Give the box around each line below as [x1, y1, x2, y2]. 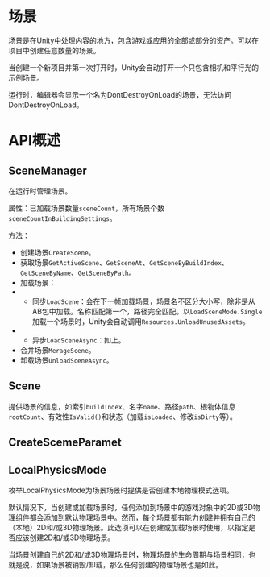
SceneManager [8, 164, 87, 177]
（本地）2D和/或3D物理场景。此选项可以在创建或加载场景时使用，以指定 [8, 522, 249, 532]
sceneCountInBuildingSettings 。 [8, 213, 117, 222]
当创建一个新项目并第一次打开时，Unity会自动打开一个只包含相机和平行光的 [8, 62, 260, 73]
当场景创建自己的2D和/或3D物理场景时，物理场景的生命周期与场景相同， [8, 550, 249, 559]
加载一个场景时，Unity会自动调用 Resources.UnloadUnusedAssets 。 [31, 316, 250, 326]
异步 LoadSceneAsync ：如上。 [31, 335, 126, 345]
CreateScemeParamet [8, 436, 123, 450]
